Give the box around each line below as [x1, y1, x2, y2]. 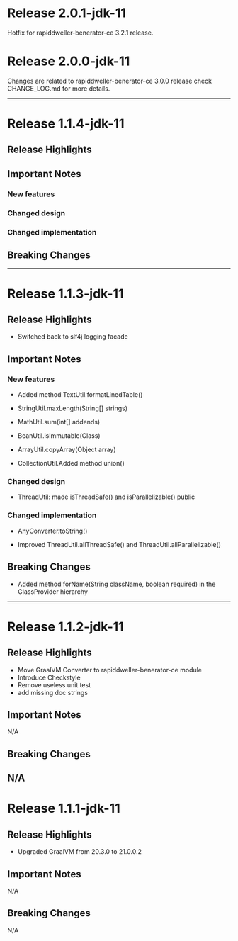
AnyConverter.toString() [17, 526, 88, 535]
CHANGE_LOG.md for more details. [7, 84, 110, 93]
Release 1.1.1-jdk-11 [7, 801, 120, 816]
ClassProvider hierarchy [17, 587, 89, 596]
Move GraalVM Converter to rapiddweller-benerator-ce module [17, 665, 203, 674]
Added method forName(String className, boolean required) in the [17, 580, 216, 588]
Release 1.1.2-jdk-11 [7, 619, 124, 635]
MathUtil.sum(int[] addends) [17, 418, 101, 427]
